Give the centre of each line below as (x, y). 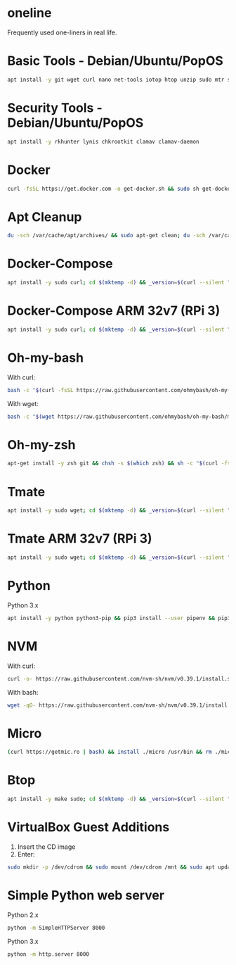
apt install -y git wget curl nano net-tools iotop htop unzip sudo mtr (116, 80)
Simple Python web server (86, 896)
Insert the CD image (46, 847)
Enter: (26, 854)
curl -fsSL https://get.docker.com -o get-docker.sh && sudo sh (103, 189)
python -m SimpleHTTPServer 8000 (56, 928)
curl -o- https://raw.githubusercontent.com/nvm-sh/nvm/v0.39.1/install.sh (120, 679)
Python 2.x (23, 915)
